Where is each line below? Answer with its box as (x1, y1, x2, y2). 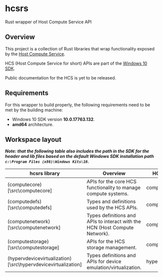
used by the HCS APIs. (86, 204, 138, 211)
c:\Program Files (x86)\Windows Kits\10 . (5, 158, 89, 165)
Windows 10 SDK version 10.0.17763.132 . (12, 116, 95, 122)
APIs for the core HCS (86, 178, 137, 185)
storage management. (86, 244, 137, 251)
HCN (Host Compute (86, 224, 134, 231)
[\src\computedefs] (7, 204, 52, 211)
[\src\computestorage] (7, 244, 60, 251)
